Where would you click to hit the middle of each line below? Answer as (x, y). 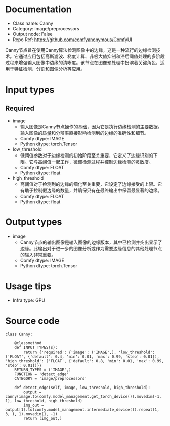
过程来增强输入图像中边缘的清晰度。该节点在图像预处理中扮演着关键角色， (83, 62)
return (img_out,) (43, 418)
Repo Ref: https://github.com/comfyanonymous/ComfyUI (72, 40)
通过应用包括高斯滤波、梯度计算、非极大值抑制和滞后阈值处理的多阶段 (92, 56)
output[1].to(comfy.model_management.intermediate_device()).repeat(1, (82, 410)
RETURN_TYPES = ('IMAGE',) (43, 370)
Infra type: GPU (29, 300)
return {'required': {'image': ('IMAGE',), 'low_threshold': (89, 352)
